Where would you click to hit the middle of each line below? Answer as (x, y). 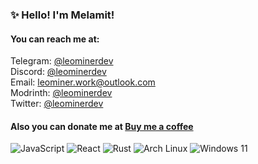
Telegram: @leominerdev (62, 61)
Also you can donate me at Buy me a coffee (102, 126)
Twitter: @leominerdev (57, 104)
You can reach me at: (55, 39)
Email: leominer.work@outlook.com (83, 82)
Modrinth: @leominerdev (61, 93)
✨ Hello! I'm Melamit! (62, 15)
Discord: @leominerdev (58, 72)
